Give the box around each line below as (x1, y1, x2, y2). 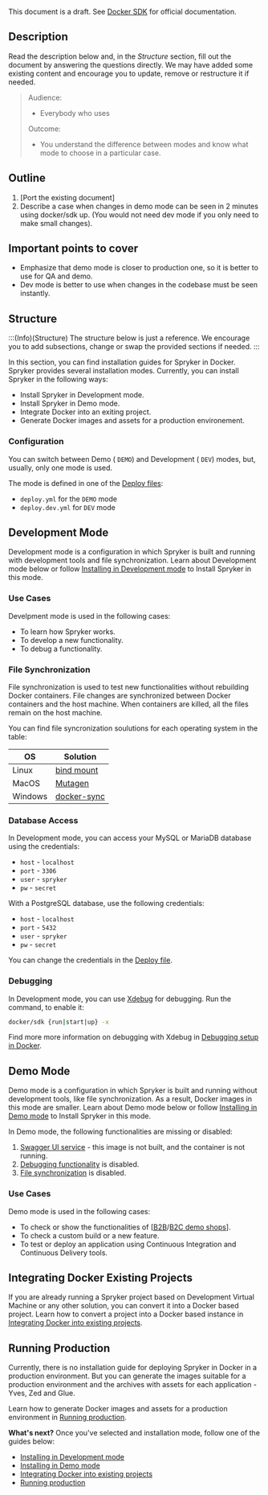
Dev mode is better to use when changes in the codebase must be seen (19, 280, 258, 290)
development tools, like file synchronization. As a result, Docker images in (8, 1094, 253, 1104)
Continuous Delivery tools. (19, 1247, 108, 1258)
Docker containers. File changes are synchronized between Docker (8, 690, 231, 700)
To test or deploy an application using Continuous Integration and (19, 1239, 237, 1249)
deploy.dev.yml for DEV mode (19, 502, 116, 512)
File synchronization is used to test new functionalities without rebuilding (8, 682, 250, 691)
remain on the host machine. (8, 707, 103, 717)
